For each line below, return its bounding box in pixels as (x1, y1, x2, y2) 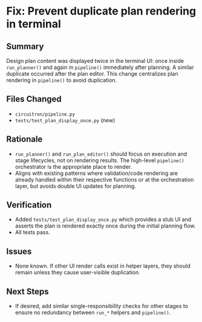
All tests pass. (15, 229, 50, 236)
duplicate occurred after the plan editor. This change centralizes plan (6, 70, 178, 77)
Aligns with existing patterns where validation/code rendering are (15, 169, 178, 177)
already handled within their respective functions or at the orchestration (15, 176, 194, 183)
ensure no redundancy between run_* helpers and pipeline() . (15, 309, 171, 316)
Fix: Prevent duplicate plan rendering (6, 4, 197, 18)
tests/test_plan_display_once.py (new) (15, 116, 116, 123)
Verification (6, 200, 52, 210)
